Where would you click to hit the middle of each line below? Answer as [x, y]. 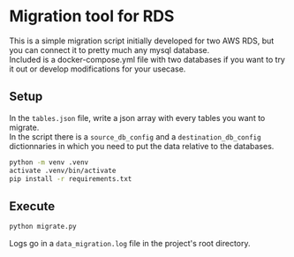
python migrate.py [43, 227]
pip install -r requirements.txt [71, 178]
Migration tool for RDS [92, 16]
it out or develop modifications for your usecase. [98, 69]
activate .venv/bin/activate [63, 170]
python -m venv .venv [49, 162]
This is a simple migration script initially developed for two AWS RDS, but [142, 41]
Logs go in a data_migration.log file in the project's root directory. [130, 244]
